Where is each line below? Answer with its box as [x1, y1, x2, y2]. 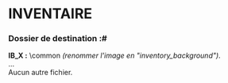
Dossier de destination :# [8, 33, 107, 44]
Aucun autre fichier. [8, 68, 73, 77]
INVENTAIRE [8, 5, 93, 23]
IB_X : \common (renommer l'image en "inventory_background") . [8, 51, 221, 60]
